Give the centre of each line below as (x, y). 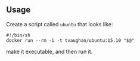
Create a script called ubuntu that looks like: (60, 24)
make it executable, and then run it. (49, 51)
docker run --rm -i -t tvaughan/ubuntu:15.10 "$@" (70, 40)
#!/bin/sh (18, 35)
